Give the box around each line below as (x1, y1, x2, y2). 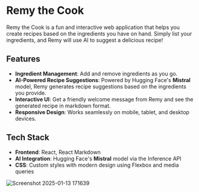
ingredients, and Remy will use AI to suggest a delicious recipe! (6, 36, 163, 43)
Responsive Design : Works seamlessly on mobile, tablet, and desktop (14, 108, 190, 115)
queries (14, 167, 34, 175)
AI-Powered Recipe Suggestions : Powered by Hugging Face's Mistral (14, 76, 191, 83)
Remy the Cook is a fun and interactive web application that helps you (6, 24, 180, 31)
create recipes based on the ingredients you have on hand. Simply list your (6, 30, 192, 37)
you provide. (14, 89, 46, 97)
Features (6, 54, 40, 64)
